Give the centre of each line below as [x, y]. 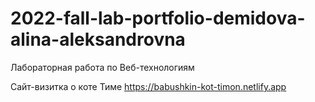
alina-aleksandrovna [98, 39]
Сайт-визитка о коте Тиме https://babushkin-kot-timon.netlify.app [148, 86]
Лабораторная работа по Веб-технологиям [102, 67]
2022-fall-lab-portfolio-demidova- [158, 18]
